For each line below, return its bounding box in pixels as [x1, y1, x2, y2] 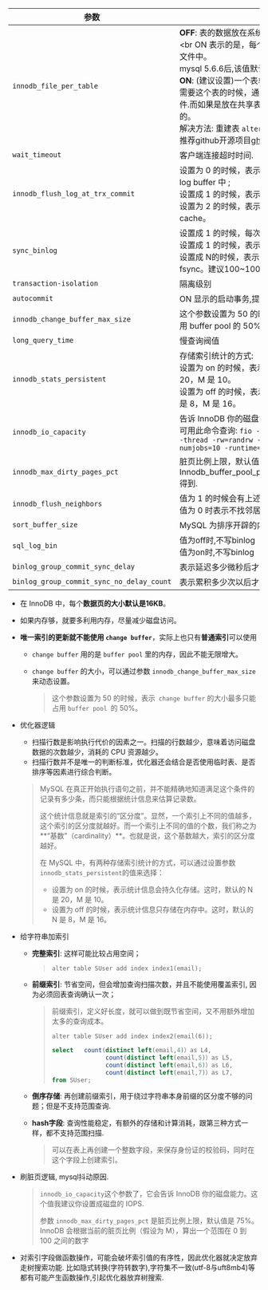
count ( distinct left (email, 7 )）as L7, [104, 1068, 234, 1076]
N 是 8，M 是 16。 [51, 915, 112, 924]
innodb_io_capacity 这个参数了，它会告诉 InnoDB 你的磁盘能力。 [39, 1189, 251, 1199]
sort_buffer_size [12, 520, 78, 529]
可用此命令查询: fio [179, 425, 253, 436]
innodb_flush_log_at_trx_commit [12, 189, 136, 198]
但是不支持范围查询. [45, 1101, 112, 1111]
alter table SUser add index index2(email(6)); [51, 1032, 213, 1040]
